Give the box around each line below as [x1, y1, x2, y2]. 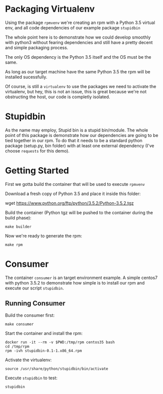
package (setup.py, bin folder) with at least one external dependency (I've [5, 143, 154, 149]
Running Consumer [5, 299, 66, 307]
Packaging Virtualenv [5, 3, 95, 15]
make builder [5, 224, 32, 229]
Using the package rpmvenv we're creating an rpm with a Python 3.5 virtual [5, 20, 155, 25]
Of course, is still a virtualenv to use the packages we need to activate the [5, 83, 157, 89]
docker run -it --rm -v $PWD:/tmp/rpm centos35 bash [5, 340, 115, 345]
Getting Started [5, 165, 70, 176]
